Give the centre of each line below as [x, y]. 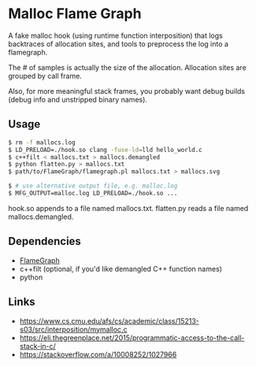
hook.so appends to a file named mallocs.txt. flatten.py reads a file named [128, 208]
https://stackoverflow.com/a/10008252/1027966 [98, 354]
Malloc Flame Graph [75, 14]
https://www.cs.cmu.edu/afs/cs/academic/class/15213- [109, 321]
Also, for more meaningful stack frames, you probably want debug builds [127, 91]
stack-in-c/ [38, 346]
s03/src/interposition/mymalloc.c [73, 329]
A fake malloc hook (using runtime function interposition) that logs [115, 35]
